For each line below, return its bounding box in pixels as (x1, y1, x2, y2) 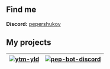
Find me (6, 5, 37, 15)
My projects (6, 38, 51, 48)
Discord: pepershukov (6, 20, 61, 27)
